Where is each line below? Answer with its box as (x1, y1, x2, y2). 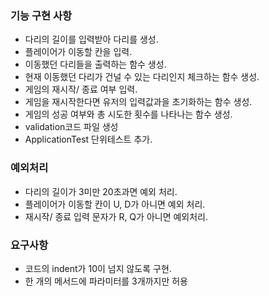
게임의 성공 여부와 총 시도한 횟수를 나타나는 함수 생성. (24, 108, 233, 121)
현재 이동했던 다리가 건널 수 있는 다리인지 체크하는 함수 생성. (24, 71, 260, 83)
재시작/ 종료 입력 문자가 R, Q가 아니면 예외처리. (24, 210, 209, 222)
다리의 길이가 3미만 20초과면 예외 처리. (24, 185, 178, 197)
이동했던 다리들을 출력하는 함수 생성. (24, 58, 167, 71)
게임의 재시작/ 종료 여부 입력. (24, 83, 138, 96)
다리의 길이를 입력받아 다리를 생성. (24, 33, 159, 46)
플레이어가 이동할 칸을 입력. (24, 46, 133, 58)
